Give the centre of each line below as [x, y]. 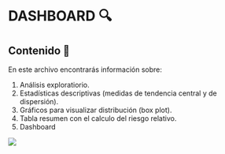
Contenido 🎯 [39, 50]
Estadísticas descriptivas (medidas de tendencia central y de [118, 93]
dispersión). [39, 101]
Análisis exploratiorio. [55, 85]
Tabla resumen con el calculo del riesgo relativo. [98, 118]
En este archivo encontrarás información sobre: [85, 69]
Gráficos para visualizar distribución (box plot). [96, 110]
